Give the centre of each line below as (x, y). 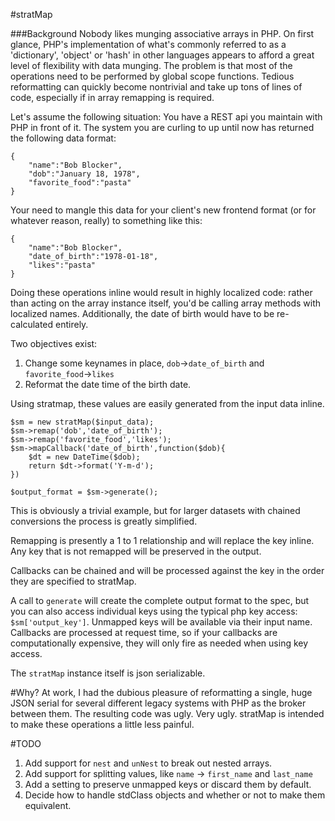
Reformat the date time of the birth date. (108, 384)
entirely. (72, 324)
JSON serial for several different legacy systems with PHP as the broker (158, 703)
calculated (32, 324)
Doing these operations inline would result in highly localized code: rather (161, 292)
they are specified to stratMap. (73, 581)
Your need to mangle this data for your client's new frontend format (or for (163, 210)
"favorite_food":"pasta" (80, 183)
